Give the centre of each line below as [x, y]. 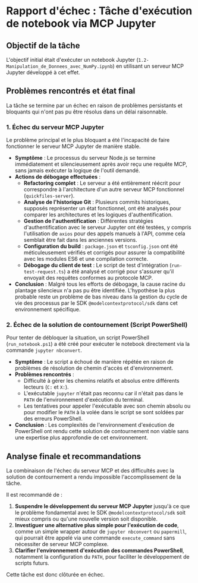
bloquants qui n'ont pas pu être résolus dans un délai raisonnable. [87, 112]
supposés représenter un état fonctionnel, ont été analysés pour [102, 209]
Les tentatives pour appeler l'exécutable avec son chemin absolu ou [107, 406]
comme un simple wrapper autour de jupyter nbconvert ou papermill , [101, 532]
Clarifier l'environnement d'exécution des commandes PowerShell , [99, 550]
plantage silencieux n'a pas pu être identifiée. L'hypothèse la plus [95, 291]
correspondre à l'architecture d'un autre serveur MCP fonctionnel [104, 190]
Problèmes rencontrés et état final [71, 91]
